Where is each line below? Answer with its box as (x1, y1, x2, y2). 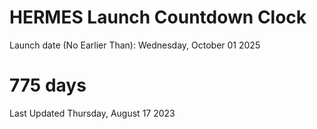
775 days (9, 74, 87, 97)
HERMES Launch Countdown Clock (9, 6, 307, 29)
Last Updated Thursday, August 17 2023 (9, 107, 176, 119)
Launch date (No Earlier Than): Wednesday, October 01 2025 (9, 39, 261, 51)
